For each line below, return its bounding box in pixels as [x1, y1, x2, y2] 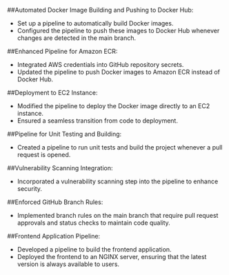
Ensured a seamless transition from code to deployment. [17, 116, 178, 125]
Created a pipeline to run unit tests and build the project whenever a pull [17, 143, 223, 151]
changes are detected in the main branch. [17, 34, 137, 42]
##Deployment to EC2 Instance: [7, 89, 98, 96]
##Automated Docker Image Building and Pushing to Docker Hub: [7, 6, 194, 14]
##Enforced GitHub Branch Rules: [7, 198, 103, 206]
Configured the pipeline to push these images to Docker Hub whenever [17, 27, 220, 34]
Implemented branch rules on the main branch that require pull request [17, 212, 219, 219]
